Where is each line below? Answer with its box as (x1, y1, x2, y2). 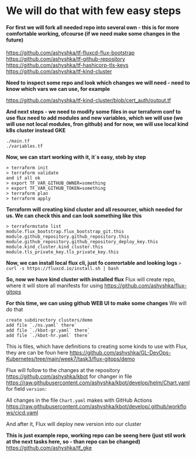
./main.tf (6, 138, 30, 144)
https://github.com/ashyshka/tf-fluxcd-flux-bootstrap (6, 49, 135, 56)
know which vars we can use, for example (6, 86, 110, 93)
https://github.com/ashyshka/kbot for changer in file (6, 373, 133, 380)
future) (6, 36, 23, 43)
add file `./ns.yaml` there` (6, 322, 77, 329)
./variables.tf (6, 144, 43, 149)
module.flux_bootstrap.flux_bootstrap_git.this (6, 228, 125, 235)
